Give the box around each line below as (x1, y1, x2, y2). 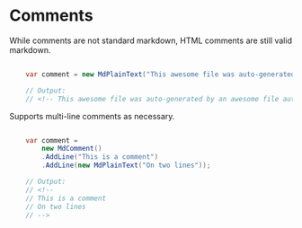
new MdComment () (41, 145, 102, 153)
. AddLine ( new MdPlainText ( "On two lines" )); (41, 161, 211, 171)
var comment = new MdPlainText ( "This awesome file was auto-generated (25, 69, 296, 79)
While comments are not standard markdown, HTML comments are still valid (9, 35, 292, 46)
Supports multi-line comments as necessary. (9, 110, 175, 121)
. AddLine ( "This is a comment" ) (41, 153, 159, 162)
